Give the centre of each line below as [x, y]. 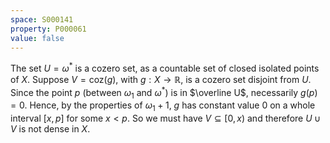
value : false [37, 38]
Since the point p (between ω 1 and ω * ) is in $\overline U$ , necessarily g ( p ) [164, 93]
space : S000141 [42, 19]
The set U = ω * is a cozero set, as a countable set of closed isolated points [165, 68]
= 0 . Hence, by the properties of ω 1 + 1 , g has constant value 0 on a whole [163, 106]
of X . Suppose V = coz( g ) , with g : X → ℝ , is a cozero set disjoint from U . [161, 80]
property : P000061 [48, 29]
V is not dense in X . [50, 129]
